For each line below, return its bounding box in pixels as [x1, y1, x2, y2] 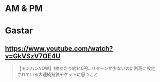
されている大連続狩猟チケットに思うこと [17, 71, 98, 78]
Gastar [5, 25, 33, 36]
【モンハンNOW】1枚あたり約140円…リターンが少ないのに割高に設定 [17, 66, 156, 71]
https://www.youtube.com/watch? [5, 44, 113, 52]
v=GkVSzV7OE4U [5, 52, 61, 60]
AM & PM [5, 3, 43, 14]
